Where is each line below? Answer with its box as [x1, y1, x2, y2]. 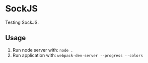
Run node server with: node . [12, 47, 73, 53]
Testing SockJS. [5, 19, 39, 25]
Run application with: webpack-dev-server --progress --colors [12, 52, 143, 58]
